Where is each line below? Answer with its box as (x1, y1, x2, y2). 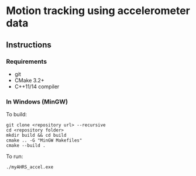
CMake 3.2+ (14, 77, 45, 84)
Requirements (6, 57, 47, 65)
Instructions (6, 40, 51, 50)
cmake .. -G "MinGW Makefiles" (6, 137, 82, 144)
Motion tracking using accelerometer (6, 4, 190, 18)
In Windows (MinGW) (6, 98, 68, 106)
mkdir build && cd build (6, 133, 67, 139)
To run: (6, 153, 23, 160)
